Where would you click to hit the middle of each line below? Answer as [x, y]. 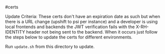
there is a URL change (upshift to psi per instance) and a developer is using [82, 22]
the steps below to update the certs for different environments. [69, 37]
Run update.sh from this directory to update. [50, 46]
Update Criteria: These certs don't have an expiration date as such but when [83, 16]
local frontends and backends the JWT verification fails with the [70, 27]
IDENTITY [15, 32]
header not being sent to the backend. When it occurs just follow [92, 32]
